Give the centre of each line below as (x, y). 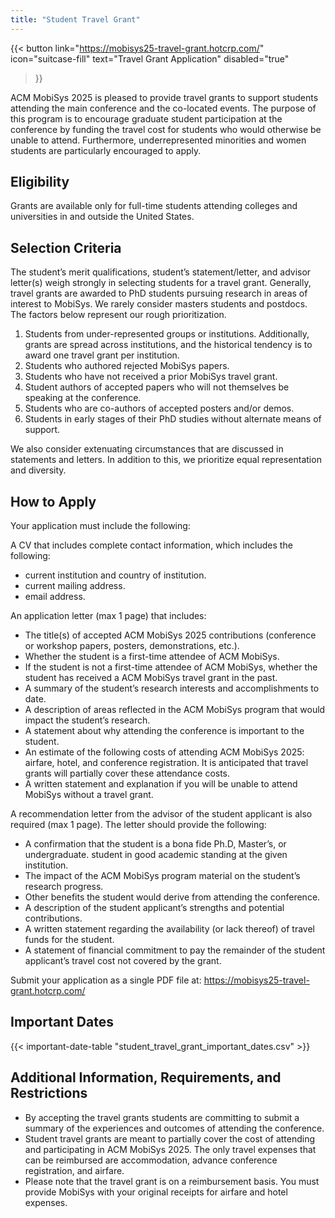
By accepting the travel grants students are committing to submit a (162, 1117)
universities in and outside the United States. (102, 217)
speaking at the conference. (83, 398)
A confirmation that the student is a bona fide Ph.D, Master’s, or (155, 844)
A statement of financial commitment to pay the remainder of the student (175, 950)
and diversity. (38, 470)
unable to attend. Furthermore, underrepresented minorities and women (158, 140)
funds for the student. (69, 940)
